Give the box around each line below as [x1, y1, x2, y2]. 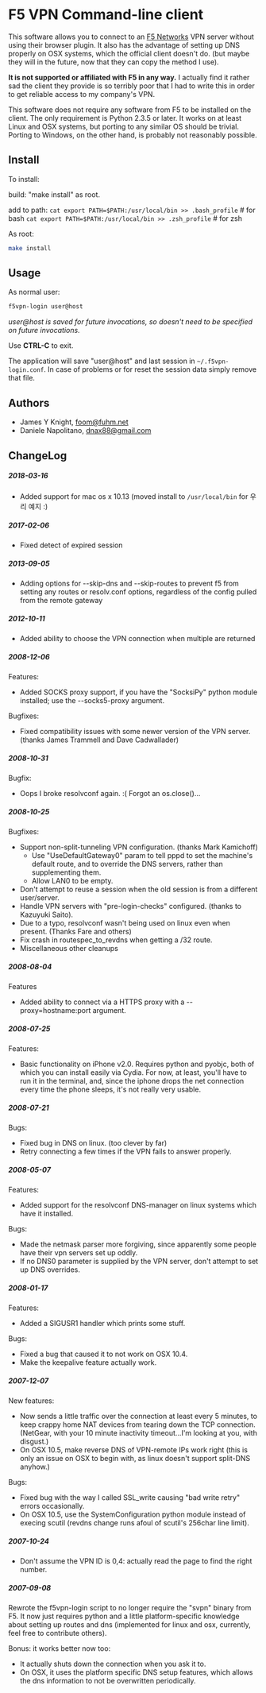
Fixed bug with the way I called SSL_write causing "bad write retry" [19, 1493, 241, 1502]
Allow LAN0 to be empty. [31, 876, 114, 886]
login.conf [8, 366, 44, 374]
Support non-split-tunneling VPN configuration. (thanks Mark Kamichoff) [19, 842, 258, 852]
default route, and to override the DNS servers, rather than [31, 860, 224, 869]
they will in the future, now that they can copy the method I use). [8, 57, 220, 67]
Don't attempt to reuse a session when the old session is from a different [19, 884, 258, 895]
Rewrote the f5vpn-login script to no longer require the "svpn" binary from [8, 1603, 252, 1613]
